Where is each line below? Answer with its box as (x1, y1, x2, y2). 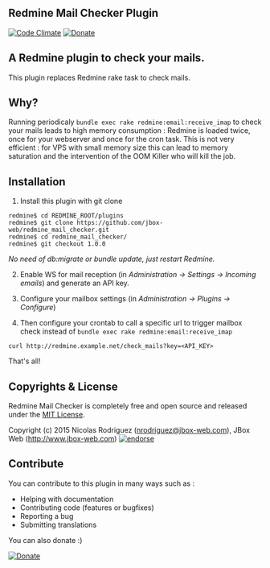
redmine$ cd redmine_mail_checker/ (8, 233, 128, 241)
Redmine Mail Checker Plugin (8, 6, 159, 20)
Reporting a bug (19, 511, 74, 520)
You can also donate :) (8, 535, 83, 545)
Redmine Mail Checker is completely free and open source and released (8, 401, 247, 411)
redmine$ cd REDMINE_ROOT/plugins (8, 212, 125, 220)
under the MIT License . (8, 410, 86, 420)
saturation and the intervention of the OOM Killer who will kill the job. (8, 151, 236, 161)
